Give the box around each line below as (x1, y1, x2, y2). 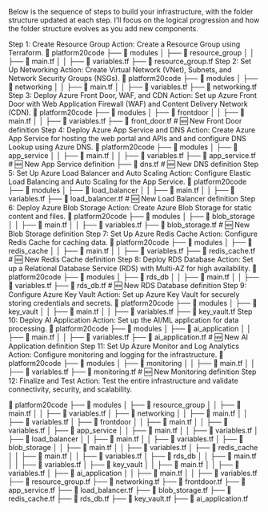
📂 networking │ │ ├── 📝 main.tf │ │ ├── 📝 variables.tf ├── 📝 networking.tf (8, 82, 258, 91)
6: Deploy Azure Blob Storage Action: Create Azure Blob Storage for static (8, 203, 253, 212)
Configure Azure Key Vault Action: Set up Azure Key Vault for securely (8, 290, 240, 299)
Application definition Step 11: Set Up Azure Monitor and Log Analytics (8, 341, 240, 351)
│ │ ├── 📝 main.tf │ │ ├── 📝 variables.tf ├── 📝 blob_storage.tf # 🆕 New (8, 220, 250, 230)
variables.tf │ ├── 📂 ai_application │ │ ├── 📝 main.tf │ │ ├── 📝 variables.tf (8, 469, 258, 477)
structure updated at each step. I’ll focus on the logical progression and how (8, 15, 260, 25)
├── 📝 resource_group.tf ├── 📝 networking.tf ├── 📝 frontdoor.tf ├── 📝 (8, 477, 246, 486)
